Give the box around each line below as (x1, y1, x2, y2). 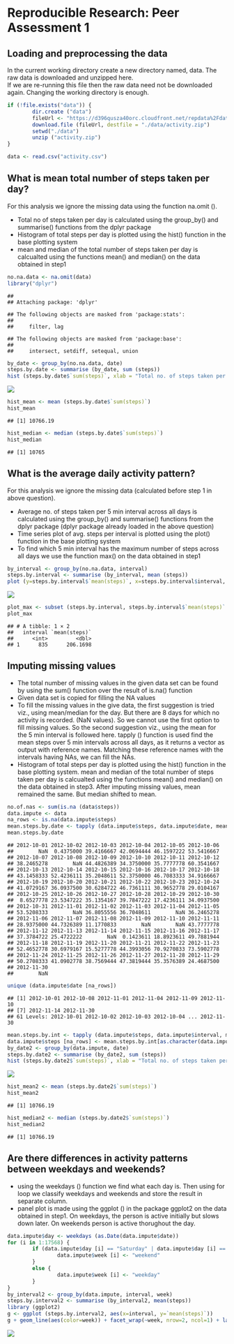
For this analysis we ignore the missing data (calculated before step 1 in (7, 486, 212, 495)
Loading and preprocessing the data (7, 47, 168, 59)
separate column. (17, 1197, 68, 1205)
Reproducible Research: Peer (7, 5, 180, 21)
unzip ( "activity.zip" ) (32, 134, 101, 141)
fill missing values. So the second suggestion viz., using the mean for (17, 723, 217, 731)
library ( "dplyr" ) (7, 280, 58, 287)
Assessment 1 (7, 20, 90, 36)
